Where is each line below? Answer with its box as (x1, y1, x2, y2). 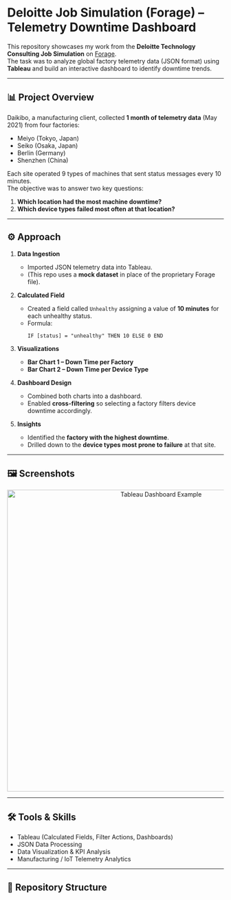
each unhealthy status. (27, 312, 93, 320)
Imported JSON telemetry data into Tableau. (27, 263, 153, 271)
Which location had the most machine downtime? (16, 197, 162, 206)
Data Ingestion (16, 250, 60, 258)
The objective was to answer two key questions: (7, 184, 144, 192)
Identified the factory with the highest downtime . (27, 433, 170, 441)
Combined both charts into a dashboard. (27, 392, 142, 400)
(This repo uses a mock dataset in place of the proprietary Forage (27, 270, 215, 279)
